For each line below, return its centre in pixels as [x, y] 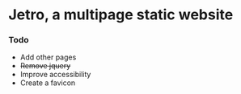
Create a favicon [48, 83]
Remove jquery [45, 66]
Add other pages [48, 57]
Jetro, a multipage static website [121, 15]
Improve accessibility [55, 75]
